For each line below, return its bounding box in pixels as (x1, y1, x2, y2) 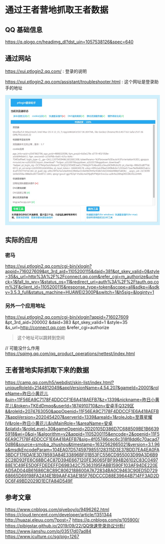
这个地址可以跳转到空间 (17, 334, 65, 340)
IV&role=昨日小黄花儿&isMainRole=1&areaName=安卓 (5, 420, 113, 426)
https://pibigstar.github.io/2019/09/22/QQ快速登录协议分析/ (5, 523, 125, 529)
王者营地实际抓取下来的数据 (5, 366, 89, 375)
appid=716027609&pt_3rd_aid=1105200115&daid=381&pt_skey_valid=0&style (5, 269, 160, 274)
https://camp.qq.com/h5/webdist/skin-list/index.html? (5, 379, 114, 385)
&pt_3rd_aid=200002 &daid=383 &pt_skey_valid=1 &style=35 (5, 319, 128, 325)
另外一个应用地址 (5, 302, 46, 309)
